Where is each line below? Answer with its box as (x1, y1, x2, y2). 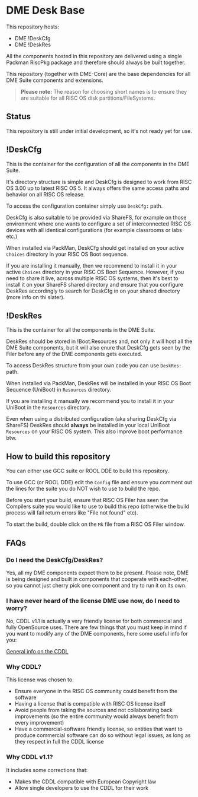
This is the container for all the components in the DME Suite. (6, 326, 155, 334)
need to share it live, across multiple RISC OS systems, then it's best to (6, 274, 178, 282)
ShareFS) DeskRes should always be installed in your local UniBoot (6, 422, 170, 429)
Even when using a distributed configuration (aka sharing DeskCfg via (6, 415, 177, 423)
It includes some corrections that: (6, 766, 88, 773)
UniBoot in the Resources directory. (6, 404, 91, 411)
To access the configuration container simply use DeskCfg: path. (6, 202, 163, 209)
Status (6, 112, 31, 122)
